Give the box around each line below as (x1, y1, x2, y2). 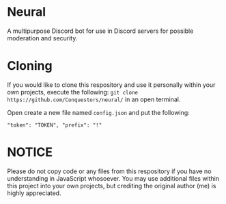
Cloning (7, 58, 53, 74)
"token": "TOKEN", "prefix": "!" (7, 121, 102, 129)
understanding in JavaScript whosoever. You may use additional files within (7, 174, 220, 182)
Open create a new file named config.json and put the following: (7, 108, 190, 116)
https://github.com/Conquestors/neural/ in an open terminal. (7, 95, 181, 103)
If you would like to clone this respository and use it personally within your (7, 80, 216, 89)
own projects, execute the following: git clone (7, 88, 139, 96)
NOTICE (7, 144, 53, 160)
